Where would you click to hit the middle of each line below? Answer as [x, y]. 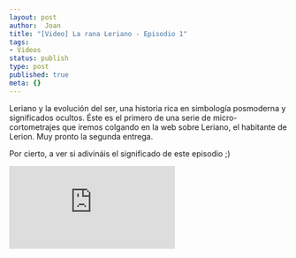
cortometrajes [34, 127]
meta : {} [25, 83]
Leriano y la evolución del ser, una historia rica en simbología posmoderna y [148, 108]
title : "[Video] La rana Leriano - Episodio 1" [99, 34]
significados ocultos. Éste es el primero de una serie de [110, 118]
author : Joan [35, 26]
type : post [29, 67]
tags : [19, 42]
